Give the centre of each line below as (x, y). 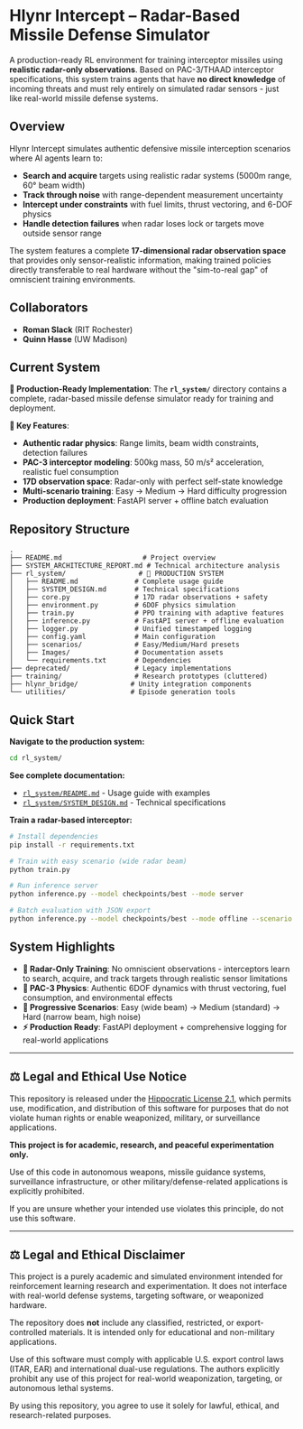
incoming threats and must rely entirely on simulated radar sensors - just (144, 88)
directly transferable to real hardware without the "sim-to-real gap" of (139, 269)
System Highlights (62, 947)
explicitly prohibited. (47, 1191)
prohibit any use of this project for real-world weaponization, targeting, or (146, 1378)
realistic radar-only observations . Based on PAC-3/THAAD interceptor (142, 70)
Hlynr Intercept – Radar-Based (125, 16)
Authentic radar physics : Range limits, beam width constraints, (141, 443)
